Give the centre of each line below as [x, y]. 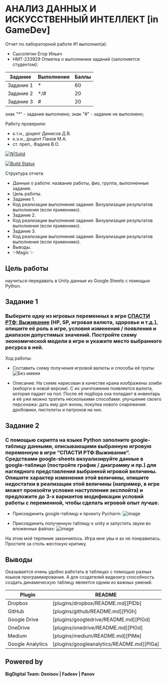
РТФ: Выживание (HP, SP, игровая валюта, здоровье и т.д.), [82, 322]
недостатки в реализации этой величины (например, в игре [82, 484]
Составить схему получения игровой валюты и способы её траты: [83, 368]
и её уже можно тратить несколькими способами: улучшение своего [87, 399]
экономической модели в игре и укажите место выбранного [83, 341]
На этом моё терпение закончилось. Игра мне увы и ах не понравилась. [83, 538]
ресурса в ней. [24, 348]
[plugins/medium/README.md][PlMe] [97, 636]
